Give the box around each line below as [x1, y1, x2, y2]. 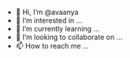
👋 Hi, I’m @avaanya [15, 8, 79, 16]
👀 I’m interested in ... [15, 16, 83, 25]
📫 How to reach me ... [15, 42, 89, 50]
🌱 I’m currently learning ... [15, 24, 100, 33]
